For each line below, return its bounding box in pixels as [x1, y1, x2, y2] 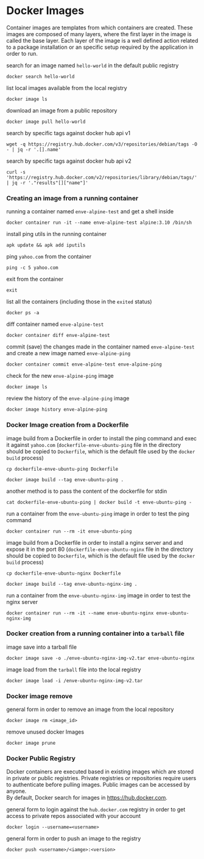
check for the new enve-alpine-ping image [6, 372, 114, 380]
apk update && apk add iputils [6, 242, 86, 248]
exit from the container [6, 276, 64, 283]
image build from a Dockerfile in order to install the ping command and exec [6, 435, 197, 442]
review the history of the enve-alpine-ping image [6, 395, 130, 402]
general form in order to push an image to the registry [6, 835, 141, 842]
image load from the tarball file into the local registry [6, 666, 141, 673]
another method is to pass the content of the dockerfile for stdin [6, 487, 167, 495]
